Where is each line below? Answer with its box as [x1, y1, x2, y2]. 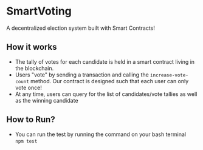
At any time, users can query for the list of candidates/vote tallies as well [15, 90, 198, 98]
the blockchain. [15, 64, 54, 72]
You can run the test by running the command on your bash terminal [15, 131, 187, 138]
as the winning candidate [15, 97, 78, 104]
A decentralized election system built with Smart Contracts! [6, 24, 155, 32]
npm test [15, 138, 38, 144]
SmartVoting [6, 4, 72, 18]
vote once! [15, 84, 43, 91]
